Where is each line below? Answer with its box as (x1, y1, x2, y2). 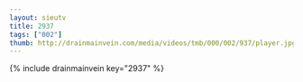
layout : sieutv (9, 13, 67, 23)
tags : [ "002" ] (9, 30, 63, 39)
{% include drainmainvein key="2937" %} (9, 63, 165, 74)
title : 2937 (9, 22, 54, 31)
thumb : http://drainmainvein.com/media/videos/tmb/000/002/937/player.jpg (9, 38, 297, 48)
